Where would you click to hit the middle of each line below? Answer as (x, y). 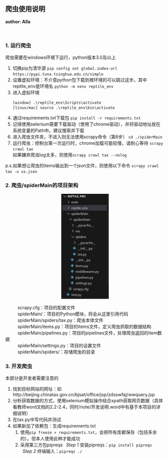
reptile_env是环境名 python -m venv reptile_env (63, 86)
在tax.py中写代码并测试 (37, 420)
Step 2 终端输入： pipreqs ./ (52, 451)
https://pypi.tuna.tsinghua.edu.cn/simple (58, 74)
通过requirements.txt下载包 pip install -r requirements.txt (76, 118)
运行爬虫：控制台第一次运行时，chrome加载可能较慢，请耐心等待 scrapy (88, 143)
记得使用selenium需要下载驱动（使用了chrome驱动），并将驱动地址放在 (87, 124)
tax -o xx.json (21, 172)
